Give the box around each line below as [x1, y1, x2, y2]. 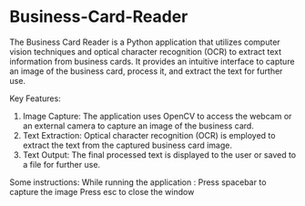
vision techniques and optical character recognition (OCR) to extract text [9, 46, 282, 57]
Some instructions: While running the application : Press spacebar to [9, 176, 267, 188]
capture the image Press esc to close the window [9, 186, 195, 197]
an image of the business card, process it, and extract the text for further [9, 66, 283, 77]
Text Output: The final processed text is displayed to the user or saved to [22, 149, 297, 160]
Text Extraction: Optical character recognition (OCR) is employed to [22, 129, 276, 140]
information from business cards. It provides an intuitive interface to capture [9, 56, 295, 67]
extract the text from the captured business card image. [22, 139, 233, 150]
